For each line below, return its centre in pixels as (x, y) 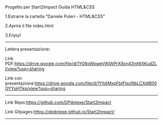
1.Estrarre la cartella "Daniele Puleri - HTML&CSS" (55, 16)
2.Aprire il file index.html (29, 26)
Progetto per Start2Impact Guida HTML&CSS (50, 7)
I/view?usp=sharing (25, 69)
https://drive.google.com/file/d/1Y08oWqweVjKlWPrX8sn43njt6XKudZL (86, 63)
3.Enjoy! (13, 35)
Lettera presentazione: (28, 49)
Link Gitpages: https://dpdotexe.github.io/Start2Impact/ (60, 112)
